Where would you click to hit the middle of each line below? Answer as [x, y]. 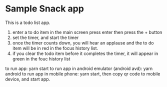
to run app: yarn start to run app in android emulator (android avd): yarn [79, 68]
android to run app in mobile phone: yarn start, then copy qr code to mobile [83, 73]
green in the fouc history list [41, 58]
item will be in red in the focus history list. [55, 48]
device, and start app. [28, 79]
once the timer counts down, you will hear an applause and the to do [83, 42]
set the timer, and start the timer [45, 37]
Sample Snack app [44, 9]
